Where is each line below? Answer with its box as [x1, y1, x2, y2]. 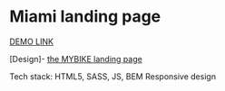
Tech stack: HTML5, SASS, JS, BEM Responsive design [9, 70, 216, 82]
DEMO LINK [9, 36, 54, 47]
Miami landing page [9, 6, 161, 27]
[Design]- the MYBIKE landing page [9, 53, 142, 64]
